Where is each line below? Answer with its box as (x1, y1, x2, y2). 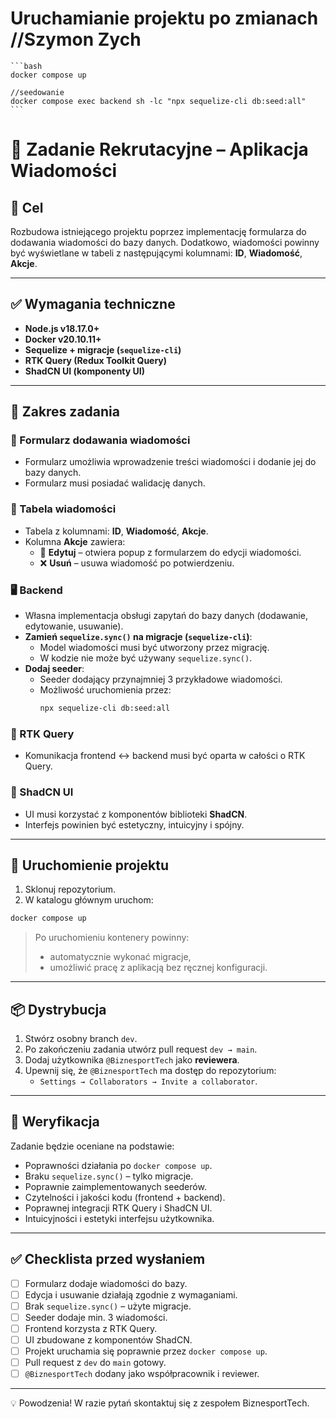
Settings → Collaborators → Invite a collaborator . (39, 1075, 258, 1087)
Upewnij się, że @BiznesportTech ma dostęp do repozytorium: (24, 1065, 277, 1076)
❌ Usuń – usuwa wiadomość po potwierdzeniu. (39, 557, 235, 569)
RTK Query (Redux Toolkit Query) (24, 354, 168, 366)
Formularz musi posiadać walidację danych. (24, 477, 206, 489)
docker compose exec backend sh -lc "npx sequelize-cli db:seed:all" (10, 96, 307, 106)
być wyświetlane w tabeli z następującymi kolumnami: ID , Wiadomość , (10, 247, 303, 259)
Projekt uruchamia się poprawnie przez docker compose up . (24, 1345, 268, 1357)
